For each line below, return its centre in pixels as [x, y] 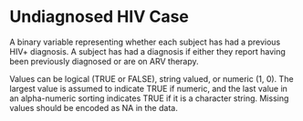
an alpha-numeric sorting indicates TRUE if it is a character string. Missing [149, 98]
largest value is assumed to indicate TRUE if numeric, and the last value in [148, 88]
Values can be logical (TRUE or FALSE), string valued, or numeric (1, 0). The [151, 78]
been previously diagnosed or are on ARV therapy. [104, 61]
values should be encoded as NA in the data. [94, 107]
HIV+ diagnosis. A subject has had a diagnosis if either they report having [147, 51]
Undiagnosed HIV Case [99, 17]
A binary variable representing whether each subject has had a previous [145, 42]
